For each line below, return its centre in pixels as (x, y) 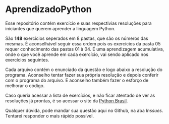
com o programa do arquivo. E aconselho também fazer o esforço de (77, 80)
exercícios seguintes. (27, 59)
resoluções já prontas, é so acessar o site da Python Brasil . (67, 101)
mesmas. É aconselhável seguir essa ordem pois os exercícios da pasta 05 (83, 43)
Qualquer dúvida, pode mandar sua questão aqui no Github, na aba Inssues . (84, 110)
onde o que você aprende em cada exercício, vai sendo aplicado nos (77, 54)
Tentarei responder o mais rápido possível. (50, 116)
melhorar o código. (25, 85)
